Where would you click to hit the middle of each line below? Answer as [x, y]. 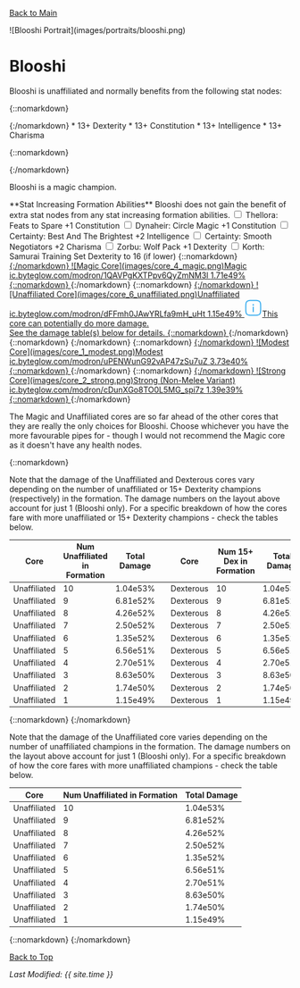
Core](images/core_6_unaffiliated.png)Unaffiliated [148, 294]
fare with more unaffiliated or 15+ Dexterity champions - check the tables [144, 517]
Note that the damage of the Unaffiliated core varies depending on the [138, 737]
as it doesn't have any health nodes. [76, 445]
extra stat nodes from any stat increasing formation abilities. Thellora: [144, 214]
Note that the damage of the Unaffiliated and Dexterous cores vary [132, 479]
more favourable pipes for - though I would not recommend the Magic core [147, 435]
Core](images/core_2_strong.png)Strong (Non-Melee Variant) [122, 380]
